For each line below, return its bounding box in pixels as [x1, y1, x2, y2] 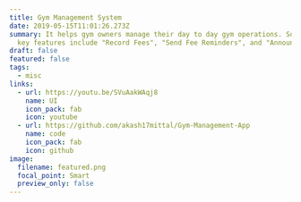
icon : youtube [25, 113, 78, 122]
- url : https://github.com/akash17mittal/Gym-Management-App [17, 122, 251, 130]
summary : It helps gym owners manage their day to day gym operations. [9, 29, 282, 38]
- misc [17, 72, 42, 80]
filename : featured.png [17, 163, 106, 172]
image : [9, 154, 34, 164]
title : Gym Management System [9, 13, 123, 22]
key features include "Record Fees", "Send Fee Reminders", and [17, 38, 262, 47]
